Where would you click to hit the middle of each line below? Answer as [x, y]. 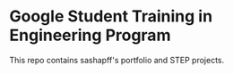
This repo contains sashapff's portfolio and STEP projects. [117, 60]
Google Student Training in [111, 16]
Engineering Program [90, 35]
